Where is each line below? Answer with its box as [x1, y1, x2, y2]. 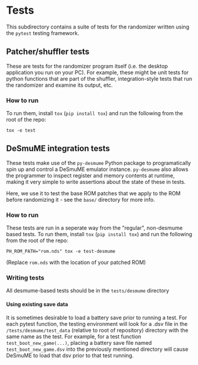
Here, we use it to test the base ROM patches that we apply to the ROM [6, 189, 181, 196]
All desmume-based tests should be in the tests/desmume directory [6, 287, 169, 294]
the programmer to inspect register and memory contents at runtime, [6, 172, 175, 179]
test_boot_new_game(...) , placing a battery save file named [6, 339, 152, 346]
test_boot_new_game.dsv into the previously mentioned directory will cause [6, 345, 188, 353]
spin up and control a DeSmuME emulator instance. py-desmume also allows [6, 166, 188, 173]
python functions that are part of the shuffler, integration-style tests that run [6, 75, 193, 82]
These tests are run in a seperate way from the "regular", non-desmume [6, 224, 183, 231]
